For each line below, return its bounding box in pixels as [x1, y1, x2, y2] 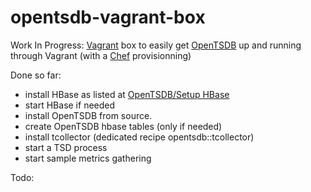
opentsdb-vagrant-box [10, 6, 206, 29]
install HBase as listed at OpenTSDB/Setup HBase [24, 88, 230, 100]
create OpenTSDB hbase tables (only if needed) [24, 120, 223, 132]
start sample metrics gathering [24, 152, 152, 164]
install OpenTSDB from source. [24, 109, 153, 121]
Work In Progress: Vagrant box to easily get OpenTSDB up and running [10, 39, 302, 51]
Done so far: [10, 69, 62, 81]
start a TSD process [24, 141, 108, 153]
